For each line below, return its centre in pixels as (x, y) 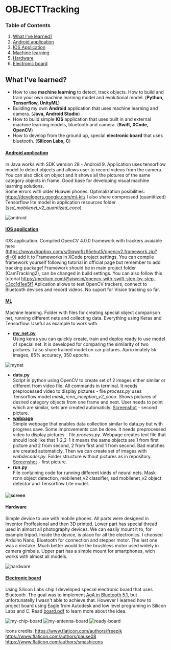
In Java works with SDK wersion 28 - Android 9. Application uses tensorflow (86, 164)
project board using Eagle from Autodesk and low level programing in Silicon (86, 606)
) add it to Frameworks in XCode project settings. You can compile (84, 257)
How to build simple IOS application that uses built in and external (82, 119)
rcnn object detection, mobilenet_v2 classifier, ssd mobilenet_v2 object (87, 478)
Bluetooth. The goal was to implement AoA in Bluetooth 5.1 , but (71, 595)
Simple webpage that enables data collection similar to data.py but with (88, 423)
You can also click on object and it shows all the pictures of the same (78, 175)
